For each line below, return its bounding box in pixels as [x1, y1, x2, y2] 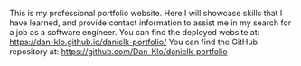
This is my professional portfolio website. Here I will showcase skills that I [9, 8, 283, 18]
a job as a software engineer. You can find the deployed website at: [9, 27, 260, 37]
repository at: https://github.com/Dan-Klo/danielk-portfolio [9, 46, 228, 57]
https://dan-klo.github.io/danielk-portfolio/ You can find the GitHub [9, 36, 259, 47]
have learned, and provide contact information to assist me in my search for [9, 17, 292, 28]
